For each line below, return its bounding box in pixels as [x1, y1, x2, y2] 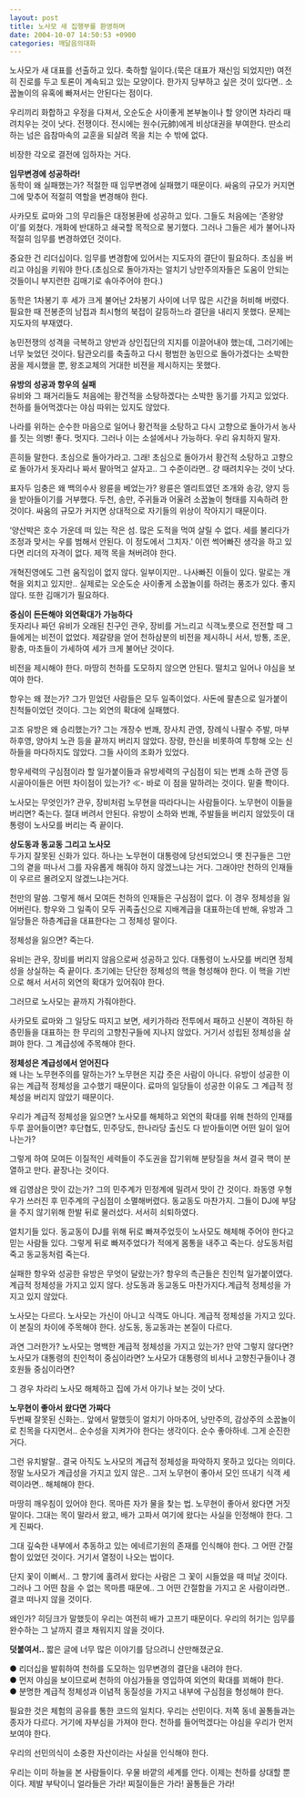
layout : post [9, 13, 59, 23]
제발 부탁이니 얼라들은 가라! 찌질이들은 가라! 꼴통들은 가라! [28, 1778, 235, 1790]
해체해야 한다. [45, 1479, 95, 1490]
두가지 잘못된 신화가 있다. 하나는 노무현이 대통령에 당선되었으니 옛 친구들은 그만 [9, 851, 291, 862]
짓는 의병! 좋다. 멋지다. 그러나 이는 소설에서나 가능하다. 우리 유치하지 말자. [18, 433, 280, 444]
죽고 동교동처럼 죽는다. [9, 1249, 90, 1260]
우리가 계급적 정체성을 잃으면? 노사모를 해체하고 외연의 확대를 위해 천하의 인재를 [9, 1111, 293, 1122]
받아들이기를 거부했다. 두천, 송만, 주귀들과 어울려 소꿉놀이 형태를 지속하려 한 [18, 494, 289, 505]
